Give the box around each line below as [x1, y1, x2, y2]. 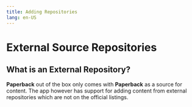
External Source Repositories [6, 41, 157, 54]
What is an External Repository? [6, 65, 131, 75]
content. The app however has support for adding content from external [6, 87, 187, 94]
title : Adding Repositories [6, 8, 78, 15]
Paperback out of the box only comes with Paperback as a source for [6, 80, 183, 88]
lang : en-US [6, 15, 37, 21]
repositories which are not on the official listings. [6, 93, 129, 100]
